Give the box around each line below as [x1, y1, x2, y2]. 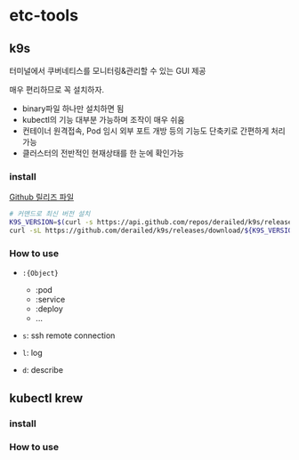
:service [35, 295, 66, 305]
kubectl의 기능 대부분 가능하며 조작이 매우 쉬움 [21, 115, 185, 125]
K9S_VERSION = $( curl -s [9, 218, 93, 227]
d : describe [21, 365, 64, 375]
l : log [21, 348, 43, 359]
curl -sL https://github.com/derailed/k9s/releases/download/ [9, 226, 245, 236]
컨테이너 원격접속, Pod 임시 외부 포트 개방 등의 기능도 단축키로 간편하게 [21, 125, 270, 136]
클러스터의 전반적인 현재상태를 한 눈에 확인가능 [21, 148, 184, 158]
